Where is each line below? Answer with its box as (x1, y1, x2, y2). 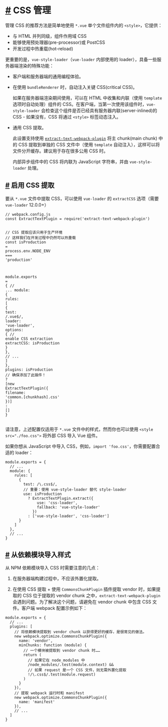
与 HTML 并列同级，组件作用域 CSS (12, 33, 87, 39)
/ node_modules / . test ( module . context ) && (27, 662, 114, 667)
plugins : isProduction (5, 367, 53, 372)
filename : (5, 390, 26, 395)
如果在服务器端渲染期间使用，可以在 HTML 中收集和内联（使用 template (12, 94, 162, 101)
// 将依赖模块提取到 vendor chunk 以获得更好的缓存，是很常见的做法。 (14, 630, 147, 635)
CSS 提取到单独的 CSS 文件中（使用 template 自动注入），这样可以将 (18, 141, 160, 147)
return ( (23, 652, 42, 658)
